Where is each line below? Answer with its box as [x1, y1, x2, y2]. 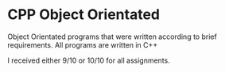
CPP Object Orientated [7, 6, 161, 24]
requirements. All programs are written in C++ [7, 40, 158, 49]
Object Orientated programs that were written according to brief [7, 32, 218, 41]
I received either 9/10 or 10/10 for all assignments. [7, 56, 170, 65]
